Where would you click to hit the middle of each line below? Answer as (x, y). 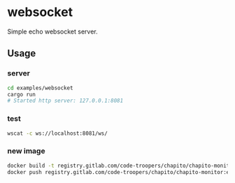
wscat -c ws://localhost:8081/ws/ (58, 133)
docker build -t (31, 166)
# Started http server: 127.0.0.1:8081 (65, 101)
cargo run (22, 94)
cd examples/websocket (40, 88)
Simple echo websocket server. (52, 31)
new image (26, 151)
